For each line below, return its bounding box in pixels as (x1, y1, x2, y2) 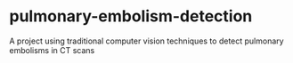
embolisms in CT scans (9, 44, 95, 55)
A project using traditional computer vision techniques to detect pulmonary (9, 35, 284, 46)
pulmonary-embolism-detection (9, 6, 253, 27)
